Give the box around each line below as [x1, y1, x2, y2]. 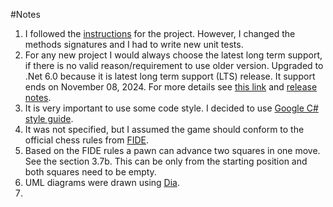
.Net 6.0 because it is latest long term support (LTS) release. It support [24, 70, 316, 82]
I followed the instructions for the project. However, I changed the [24, 28, 296, 39]
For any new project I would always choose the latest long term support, [24, 49, 323, 61]
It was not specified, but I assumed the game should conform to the [24, 124, 305, 135]
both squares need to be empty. [24, 166, 157, 178]
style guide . [24, 113, 74, 124]
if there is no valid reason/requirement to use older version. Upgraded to [24, 60, 324, 71]
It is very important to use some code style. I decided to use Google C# [24, 102, 319, 114]
